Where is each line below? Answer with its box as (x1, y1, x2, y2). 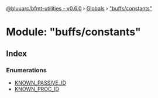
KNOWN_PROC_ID (14, 85, 60, 92)
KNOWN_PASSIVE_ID (14, 79, 66, 86)
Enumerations (6, 66, 47, 74)
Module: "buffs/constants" (6, 26, 142, 38)
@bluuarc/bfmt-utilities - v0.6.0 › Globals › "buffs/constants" (6, 5, 152, 12)
